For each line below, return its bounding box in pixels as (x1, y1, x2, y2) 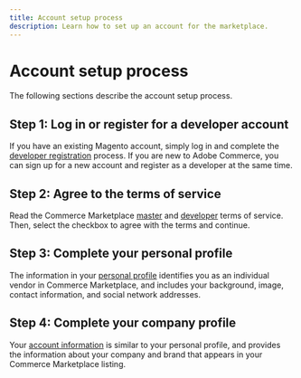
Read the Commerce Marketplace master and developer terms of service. (9, 210, 284, 222)
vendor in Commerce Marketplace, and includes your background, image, (9, 279, 285, 290)
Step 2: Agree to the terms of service (9, 186, 221, 202)
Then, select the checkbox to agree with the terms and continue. (9, 220, 250, 231)
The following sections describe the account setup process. (9, 90, 233, 101)
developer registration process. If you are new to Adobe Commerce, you (9, 150, 279, 161)
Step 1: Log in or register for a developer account (9, 117, 289, 132)
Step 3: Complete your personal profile (9, 246, 233, 261)
